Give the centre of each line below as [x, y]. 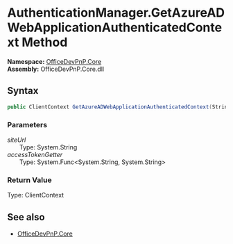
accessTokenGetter [35, 154]
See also [26, 217]
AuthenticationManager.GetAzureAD [116, 13]
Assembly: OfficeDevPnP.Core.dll [56, 69]
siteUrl [17, 140]
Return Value [29, 180]
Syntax [23, 91]
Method [45, 42]
